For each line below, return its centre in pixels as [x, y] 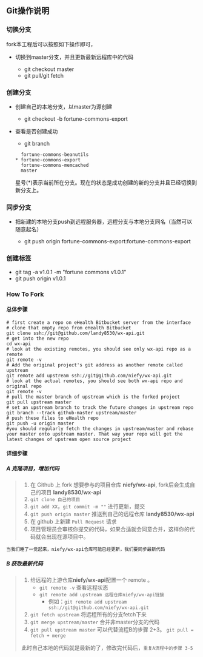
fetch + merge [48, 636]
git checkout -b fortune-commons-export [76, 119]
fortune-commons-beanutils [55, 154]
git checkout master [49, 69]
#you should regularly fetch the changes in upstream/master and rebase [100, 429]
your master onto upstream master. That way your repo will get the [95, 434]
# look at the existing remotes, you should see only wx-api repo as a [98, 349]
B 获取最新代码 [25, 564]
